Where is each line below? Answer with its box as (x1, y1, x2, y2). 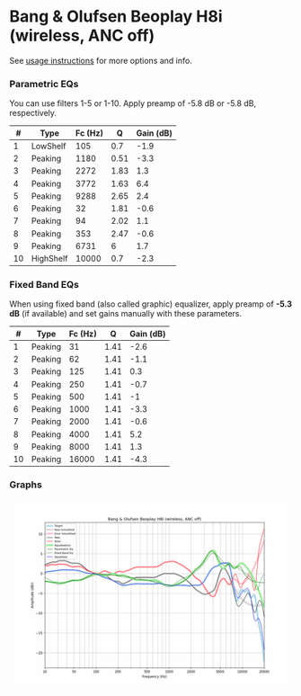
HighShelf (31, 254, 68, 264)
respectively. (9, 108, 57, 119)
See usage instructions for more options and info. (9, 55, 193, 66)
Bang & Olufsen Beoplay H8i (9, 6, 223, 27)
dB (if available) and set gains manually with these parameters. (9, 308, 243, 319)
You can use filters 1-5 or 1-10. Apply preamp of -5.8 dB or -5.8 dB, (9, 98, 257, 109)
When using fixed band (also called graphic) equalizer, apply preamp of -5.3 (9, 299, 292, 309)
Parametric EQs (9, 77, 79, 90)
